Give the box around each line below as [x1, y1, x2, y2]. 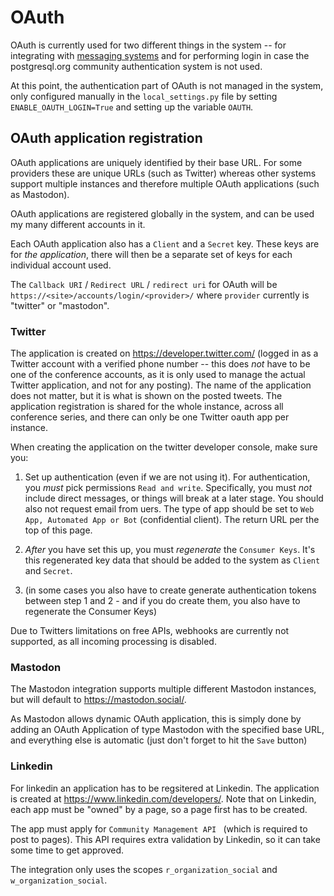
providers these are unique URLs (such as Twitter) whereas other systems [10, 167, 317, 179]
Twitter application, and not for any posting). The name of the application [10, 379, 312, 391]
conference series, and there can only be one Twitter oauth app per [10, 411, 290, 423]
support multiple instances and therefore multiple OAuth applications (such [10, 177, 320, 190]
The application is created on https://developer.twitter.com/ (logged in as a [10, 347, 319, 360]
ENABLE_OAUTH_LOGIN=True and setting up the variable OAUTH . [10, 101, 254, 113]
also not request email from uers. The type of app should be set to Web [24, 503, 315, 515]
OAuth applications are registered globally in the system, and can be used [10, 207, 315, 220]
